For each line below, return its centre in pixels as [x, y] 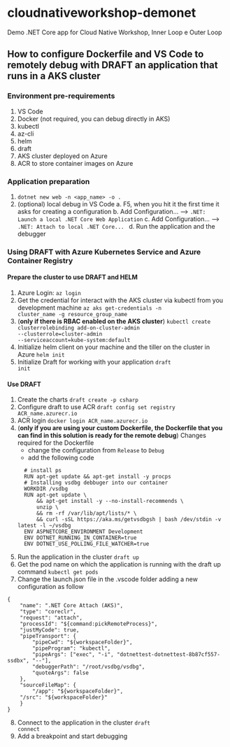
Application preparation [49, 181]
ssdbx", [19, 661]
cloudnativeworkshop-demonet [102, 13]
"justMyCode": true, [50, 630]
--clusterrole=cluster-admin [60, 334]
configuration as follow [50, 587]
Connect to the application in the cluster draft [84, 723]
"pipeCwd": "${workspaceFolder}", [82, 642]
